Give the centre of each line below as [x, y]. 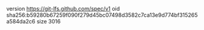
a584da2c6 [21, 21]
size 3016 [49, 21]
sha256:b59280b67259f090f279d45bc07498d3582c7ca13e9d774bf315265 [102, 15]
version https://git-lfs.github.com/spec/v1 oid [63, 9]
